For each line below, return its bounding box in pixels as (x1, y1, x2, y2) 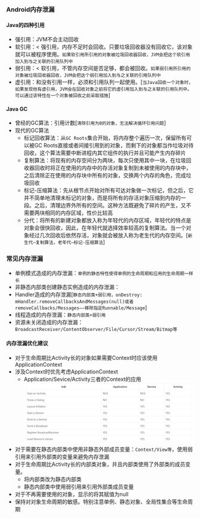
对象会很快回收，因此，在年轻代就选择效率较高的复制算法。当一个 (23, 224, 186, 231)
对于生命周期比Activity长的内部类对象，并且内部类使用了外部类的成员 (14, 460, 186, 468)
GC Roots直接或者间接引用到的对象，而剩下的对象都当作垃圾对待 (34, 142, 194, 149)
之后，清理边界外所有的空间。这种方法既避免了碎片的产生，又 (34, 202, 186, 209)
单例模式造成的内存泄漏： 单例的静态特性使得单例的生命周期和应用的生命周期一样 (14, 269, 193, 276)
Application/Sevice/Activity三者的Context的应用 (23, 375, 141, 383)
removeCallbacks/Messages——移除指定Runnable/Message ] (14, 304, 147, 311)
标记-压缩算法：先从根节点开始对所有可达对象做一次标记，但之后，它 (23, 187, 194, 194)
